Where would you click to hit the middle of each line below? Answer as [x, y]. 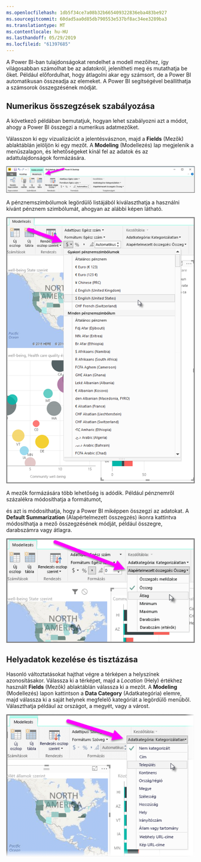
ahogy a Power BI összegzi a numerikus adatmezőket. [73, 127]
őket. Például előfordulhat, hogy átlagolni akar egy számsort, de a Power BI [99, 75]
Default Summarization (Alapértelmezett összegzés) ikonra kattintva [91, 517]
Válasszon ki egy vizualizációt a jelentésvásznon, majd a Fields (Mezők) [95, 138]
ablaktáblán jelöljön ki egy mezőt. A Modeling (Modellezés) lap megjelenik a [100, 145]
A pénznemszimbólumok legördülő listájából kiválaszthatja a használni [93, 202]
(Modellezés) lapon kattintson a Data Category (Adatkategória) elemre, [94, 693]
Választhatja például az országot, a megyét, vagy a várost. [78, 706]
